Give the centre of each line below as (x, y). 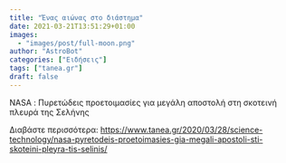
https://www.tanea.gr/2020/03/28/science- (181, 129)
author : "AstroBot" (46, 52)
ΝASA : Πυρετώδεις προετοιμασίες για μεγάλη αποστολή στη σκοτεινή (143, 102)
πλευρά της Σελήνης (49, 112)
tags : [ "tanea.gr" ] (46, 69)
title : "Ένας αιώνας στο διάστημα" (76, 18)
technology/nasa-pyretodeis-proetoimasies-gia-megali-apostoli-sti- (136, 139)
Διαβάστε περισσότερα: (54, 129)
